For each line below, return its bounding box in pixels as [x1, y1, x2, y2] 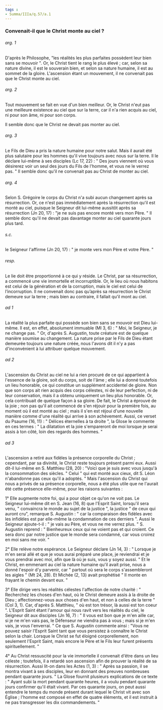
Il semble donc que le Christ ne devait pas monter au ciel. [5, 121, 120, 127]
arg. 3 [5, 132, 17, 139]
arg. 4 [5, 180, 18, 185]
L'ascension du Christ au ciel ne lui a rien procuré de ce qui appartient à [5, 372, 149, 378]
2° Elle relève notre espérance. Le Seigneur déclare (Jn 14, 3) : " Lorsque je [5, 546, 156, 552]
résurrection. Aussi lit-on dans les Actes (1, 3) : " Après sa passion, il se [5, 663, 148, 669]
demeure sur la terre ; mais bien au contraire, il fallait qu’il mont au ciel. [5, 293, 147, 299]
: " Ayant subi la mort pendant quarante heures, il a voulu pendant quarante [5, 679, 156, 685]
